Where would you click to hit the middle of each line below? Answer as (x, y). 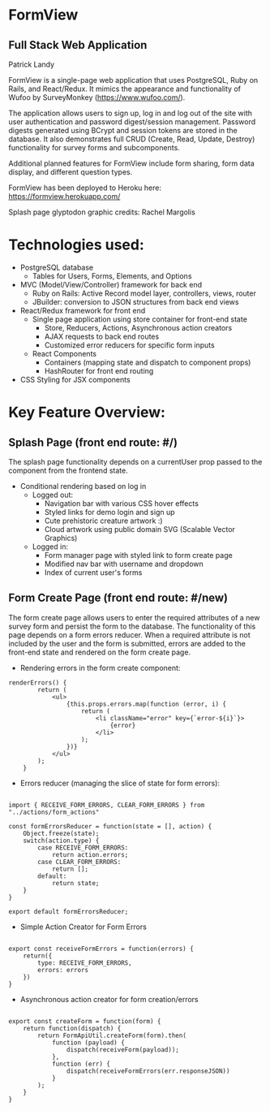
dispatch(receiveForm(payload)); (123, 1049)
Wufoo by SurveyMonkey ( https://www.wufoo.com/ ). (97, 97)
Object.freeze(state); (61, 833)
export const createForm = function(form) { (85, 1021)
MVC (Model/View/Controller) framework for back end (111, 284)
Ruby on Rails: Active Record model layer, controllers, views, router (144, 293)
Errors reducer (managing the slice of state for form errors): (120, 783)
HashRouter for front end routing (99, 370)
